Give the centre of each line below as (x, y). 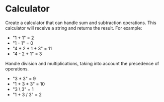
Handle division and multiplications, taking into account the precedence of (82, 63)
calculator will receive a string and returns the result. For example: (74, 28)
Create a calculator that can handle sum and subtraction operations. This (81, 23)
